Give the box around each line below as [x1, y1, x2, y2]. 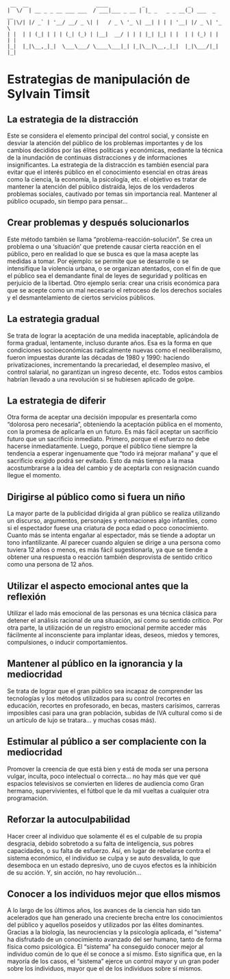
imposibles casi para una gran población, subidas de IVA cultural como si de [7, 708, 222, 717]
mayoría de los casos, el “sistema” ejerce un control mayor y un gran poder [7, 957, 220, 965]
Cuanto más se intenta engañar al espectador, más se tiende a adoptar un [7, 531, 216, 539]
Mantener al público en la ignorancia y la [7, 658, 183, 669]
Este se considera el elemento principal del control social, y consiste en [7, 132, 209, 140]
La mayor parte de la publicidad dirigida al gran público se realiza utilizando [7, 509, 220, 518]
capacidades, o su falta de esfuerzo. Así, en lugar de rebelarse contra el [7, 846, 211, 854]
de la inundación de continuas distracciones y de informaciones [7, 153, 188, 162]
